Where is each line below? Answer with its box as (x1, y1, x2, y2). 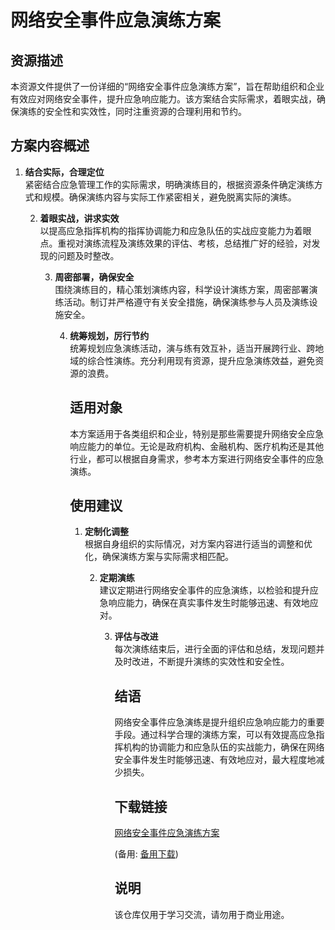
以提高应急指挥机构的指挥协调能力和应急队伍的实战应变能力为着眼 (39, 224, 312, 236)
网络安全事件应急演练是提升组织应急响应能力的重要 (114, 716, 325, 728)
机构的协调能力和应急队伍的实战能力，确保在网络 (123, 741, 325, 753)
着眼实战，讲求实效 (39, 212, 120, 224)
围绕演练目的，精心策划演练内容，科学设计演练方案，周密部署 (54, 283, 310, 295)
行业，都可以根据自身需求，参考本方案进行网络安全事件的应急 (69, 452, 325, 465)
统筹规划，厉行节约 (69, 329, 150, 341)
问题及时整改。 (57, 249, 120, 261)
